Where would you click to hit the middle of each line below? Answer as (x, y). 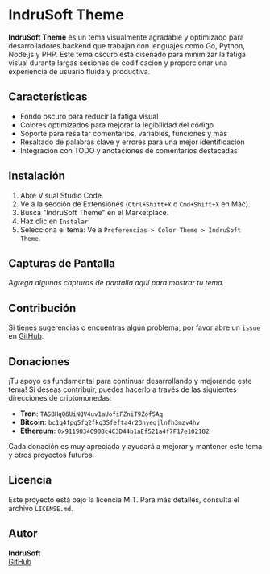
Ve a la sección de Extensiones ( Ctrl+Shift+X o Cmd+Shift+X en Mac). (135, 204)
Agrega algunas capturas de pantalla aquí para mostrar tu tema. (116, 283)
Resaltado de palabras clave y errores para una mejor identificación (133, 142)
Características (48, 97)
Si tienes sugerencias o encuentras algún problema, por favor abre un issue (134, 327)
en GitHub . (26, 336)
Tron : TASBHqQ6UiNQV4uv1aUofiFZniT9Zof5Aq (91, 414)
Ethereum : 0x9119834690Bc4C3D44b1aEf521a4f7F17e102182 (114, 430)
